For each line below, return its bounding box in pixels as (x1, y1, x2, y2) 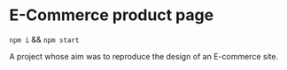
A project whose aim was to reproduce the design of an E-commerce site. (9, 51, 279, 61)
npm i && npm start (9, 34, 80, 45)
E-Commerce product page (9, 5, 214, 25)
